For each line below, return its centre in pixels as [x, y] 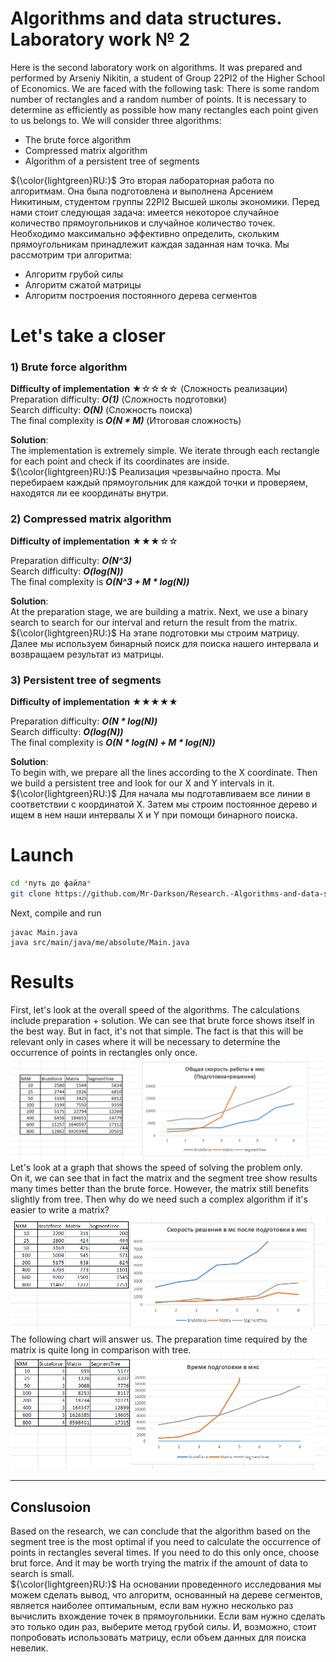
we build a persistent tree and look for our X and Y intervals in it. [142, 783]
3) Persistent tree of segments [86, 680]
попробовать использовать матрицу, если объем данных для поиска [158, 1638]
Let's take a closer [88, 336]
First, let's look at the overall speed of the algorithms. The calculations [155, 1009]
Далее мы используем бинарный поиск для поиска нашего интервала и [165, 643]
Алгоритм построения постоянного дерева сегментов [141, 295]
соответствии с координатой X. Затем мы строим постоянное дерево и [164, 804]
